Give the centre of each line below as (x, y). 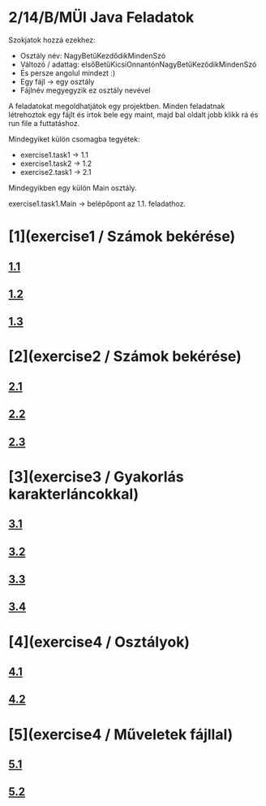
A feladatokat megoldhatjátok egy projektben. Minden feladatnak (117, 106)
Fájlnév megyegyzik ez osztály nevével (86, 90)
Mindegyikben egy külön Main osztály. (73, 188)
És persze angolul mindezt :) (68, 72)
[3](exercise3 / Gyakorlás (96, 477)
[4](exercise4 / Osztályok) (99, 642)
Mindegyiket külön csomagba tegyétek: (74, 139)
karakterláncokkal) (74, 494)
